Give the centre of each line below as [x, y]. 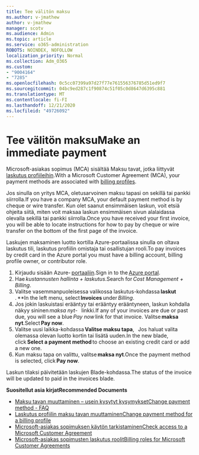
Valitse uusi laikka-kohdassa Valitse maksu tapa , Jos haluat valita [96, 329]
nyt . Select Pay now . [39, 323]
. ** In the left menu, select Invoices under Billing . [74, 298]
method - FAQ [32, 408]
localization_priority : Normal [45, 56]
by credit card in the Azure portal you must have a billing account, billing [94, 255]
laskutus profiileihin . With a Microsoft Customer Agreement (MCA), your [93, 175]
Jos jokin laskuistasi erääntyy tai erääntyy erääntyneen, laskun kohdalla [102, 304]
